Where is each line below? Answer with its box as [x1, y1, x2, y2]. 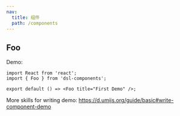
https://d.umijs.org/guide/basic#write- [78, 97, 174, 104]
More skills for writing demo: [6, 97, 77, 104]
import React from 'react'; [6, 70, 77, 76]
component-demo [6, 103, 51, 111]
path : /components [11, 20, 59, 26]
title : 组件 [11, 14, 40, 21]
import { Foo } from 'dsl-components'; [6, 76, 107, 82]
